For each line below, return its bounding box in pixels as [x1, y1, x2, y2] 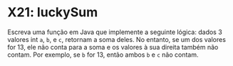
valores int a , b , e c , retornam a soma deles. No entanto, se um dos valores [7, 35, 227, 43]
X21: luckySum [7, 4, 98, 21]
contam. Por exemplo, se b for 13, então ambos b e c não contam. [7, 50, 199, 59]
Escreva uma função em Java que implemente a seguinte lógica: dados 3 [7, 28, 222, 36]
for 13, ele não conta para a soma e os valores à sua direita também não [7, 43, 219, 51]
